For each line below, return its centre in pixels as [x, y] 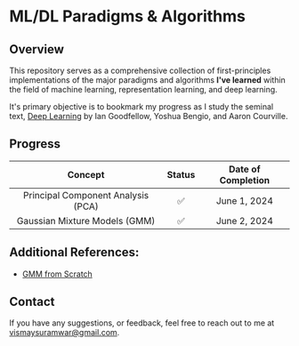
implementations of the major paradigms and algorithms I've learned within [148, 80]
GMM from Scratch [57, 274]
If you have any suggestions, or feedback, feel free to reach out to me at [142, 323]
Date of [244, 169]
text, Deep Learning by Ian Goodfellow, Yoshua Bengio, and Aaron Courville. [149, 116]
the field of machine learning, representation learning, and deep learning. [143, 89]
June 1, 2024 [245, 200]
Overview [37, 49]
